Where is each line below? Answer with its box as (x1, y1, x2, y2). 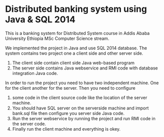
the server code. (12, 121, 46, 127)
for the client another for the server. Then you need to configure (5, 85, 136, 91)
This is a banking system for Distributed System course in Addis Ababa (5, 30, 150, 36)
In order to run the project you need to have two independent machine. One (5, 80, 159, 86)
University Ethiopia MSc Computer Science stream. (5, 35, 110, 41)
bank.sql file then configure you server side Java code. (12, 110, 125, 116)
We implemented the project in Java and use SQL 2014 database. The (5, 45, 147, 51)
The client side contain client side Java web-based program (12, 60, 135, 66)
